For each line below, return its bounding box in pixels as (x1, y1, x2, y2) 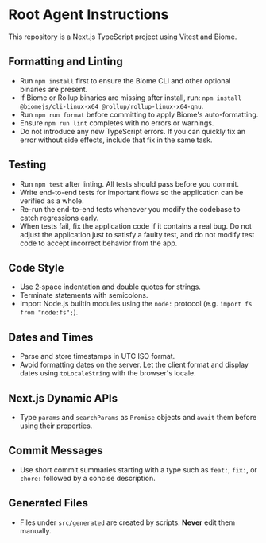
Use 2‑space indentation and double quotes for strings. (19, 282, 201, 291)
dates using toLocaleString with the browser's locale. (19, 368, 196, 378)
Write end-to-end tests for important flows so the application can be (19, 187, 244, 197)
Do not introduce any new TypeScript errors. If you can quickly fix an (19, 126, 246, 136)
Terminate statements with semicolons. (19, 291, 148, 300)
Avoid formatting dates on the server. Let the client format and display (19, 360, 249, 370)
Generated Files (8, 496, 89, 510)
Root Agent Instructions (8, 6, 169, 24)
